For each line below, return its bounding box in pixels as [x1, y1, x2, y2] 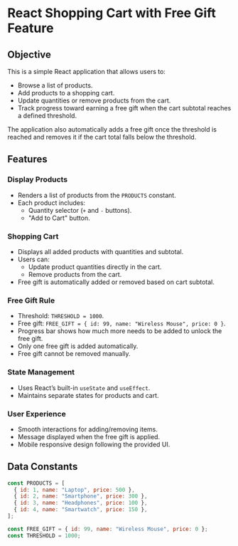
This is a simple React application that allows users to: [7, 68, 166, 75]
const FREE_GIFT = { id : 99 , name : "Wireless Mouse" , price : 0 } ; [7, 525, 208, 532]
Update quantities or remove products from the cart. [17, 96, 171, 105]
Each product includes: [17, 198, 86, 207]
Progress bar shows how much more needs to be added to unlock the [17, 327, 222, 335]
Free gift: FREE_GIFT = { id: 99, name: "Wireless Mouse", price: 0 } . [17, 319, 226, 328]
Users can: [17, 255, 50, 263]
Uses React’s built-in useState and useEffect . [17, 383, 151, 392]
